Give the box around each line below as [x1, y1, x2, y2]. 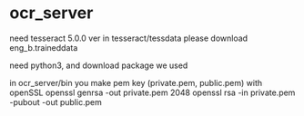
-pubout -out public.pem [9, 96, 102, 107]
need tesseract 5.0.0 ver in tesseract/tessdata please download [9, 33, 248, 43]
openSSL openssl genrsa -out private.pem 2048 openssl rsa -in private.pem [9, 87, 296, 98]
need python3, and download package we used [9, 60, 188, 71]
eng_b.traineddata [9, 42, 78, 53]
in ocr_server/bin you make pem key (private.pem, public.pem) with [9, 77, 262, 88]
